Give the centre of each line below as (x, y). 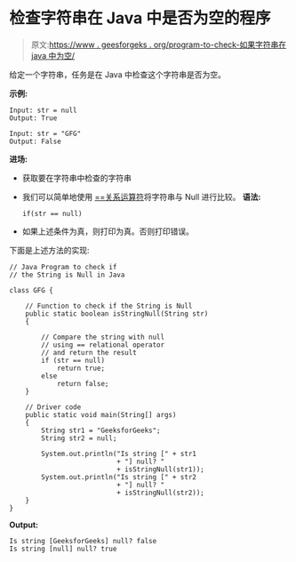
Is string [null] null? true (63, 549)
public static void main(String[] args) (101, 414)
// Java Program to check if (63, 267)
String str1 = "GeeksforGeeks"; (101, 430)
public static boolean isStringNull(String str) (117, 313)
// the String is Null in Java (67, 275)
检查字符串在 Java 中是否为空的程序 (140, 18)
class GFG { (31, 290)
